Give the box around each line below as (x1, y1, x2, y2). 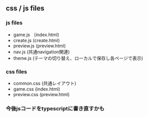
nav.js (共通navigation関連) (13, 48, 70, 55)
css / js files (6, 4, 45, 13)
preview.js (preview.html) (13, 43, 66, 49)
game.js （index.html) (13, 32, 59, 38)
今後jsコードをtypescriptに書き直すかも (6, 105, 105, 112)
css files (6, 68, 28, 75)
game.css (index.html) (13, 86, 60, 92)
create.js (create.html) (13, 37, 60, 43)
